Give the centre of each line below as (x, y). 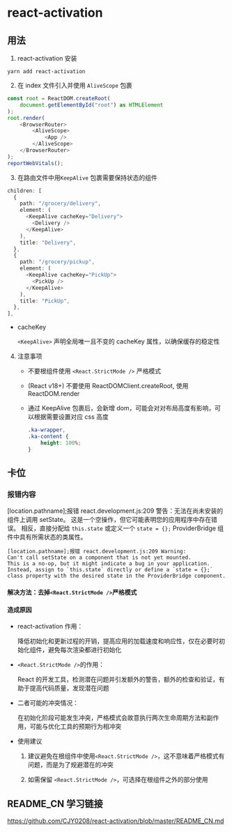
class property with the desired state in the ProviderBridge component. (117, 576)
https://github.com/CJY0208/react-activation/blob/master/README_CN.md (116, 821)
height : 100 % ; (61, 443)
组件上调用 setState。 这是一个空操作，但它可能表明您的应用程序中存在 (109, 520)
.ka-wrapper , (47, 430)
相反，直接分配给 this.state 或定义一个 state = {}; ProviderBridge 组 (122, 528)
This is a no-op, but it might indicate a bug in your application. (109, 564)
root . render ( (26, 118)
